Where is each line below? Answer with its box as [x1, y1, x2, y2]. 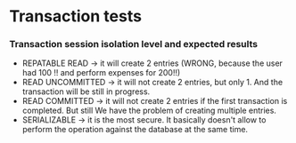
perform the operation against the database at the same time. [21, 124, 248, 135]
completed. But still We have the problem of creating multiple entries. [21, 105, 276, 116]
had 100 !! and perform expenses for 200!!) [21, 68, 181, 78]
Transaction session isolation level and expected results [9, 38, 259, 51]
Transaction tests [9, 6, 143, 27]
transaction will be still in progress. [21, 86, 151, 97]
